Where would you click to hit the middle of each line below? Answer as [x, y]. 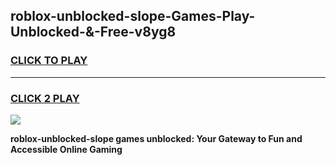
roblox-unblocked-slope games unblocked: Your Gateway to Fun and [156, 138]
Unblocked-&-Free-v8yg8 [93, 32]
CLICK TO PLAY [49, 61]
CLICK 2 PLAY [45, 98]
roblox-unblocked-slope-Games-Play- [133, 16]
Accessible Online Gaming [66, 149]
